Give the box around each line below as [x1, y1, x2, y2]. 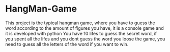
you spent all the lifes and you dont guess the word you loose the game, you [5, 36, 165, 42]
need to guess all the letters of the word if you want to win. [5, 41, 129, 47]
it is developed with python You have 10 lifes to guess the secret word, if [5, 30, 157, 36]
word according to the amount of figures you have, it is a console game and [5, 25, 164, 31]
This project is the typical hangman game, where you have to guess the [5, 20, 155, 26]
